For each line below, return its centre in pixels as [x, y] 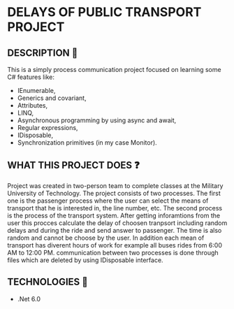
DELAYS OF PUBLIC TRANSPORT [104, 12]
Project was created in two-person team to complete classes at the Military [115, 185]
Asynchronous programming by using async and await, [97, 120]
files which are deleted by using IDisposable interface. [85, 260]
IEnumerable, [36, 91]
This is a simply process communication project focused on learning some [114, 70]
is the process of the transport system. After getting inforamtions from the [114, 215]
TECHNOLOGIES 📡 [48, 282]
